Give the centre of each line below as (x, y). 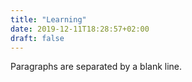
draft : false (37, 38)
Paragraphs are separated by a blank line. (96, 67)
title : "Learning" (48, 19)
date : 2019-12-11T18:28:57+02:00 (80, 29)
